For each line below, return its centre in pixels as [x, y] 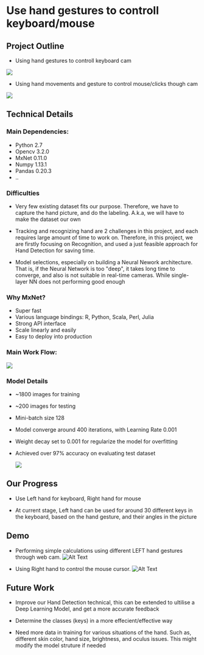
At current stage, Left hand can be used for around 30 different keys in [104, 510]
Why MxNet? [26, 297]
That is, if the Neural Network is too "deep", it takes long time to [95, 268]
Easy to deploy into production [54, 337]
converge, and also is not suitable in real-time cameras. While [93, 275]
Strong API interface [40, 324]
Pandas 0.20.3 [33, 170]
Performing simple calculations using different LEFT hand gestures [99, 550]
